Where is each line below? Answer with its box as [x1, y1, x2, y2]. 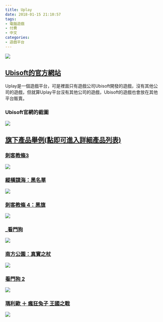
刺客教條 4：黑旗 [5, 201, 46, 208]
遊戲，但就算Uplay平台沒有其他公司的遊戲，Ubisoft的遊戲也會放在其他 [13, 89, 158, 95]
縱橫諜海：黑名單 [5, 177, 46, 184]
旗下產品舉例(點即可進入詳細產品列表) [5, 136, 121, 144]
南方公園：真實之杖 [5, 251, 51, 258]
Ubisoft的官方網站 [5, 69, 61, 77]
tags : [5, 16, 16, 21]
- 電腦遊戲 [5, 21, 25, 26]
